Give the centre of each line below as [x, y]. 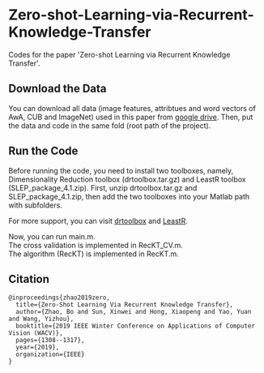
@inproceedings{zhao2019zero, [60, 298]
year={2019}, [38, 347]
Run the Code [43, 151]
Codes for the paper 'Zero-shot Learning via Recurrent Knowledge [119, 54]
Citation [29, 279]
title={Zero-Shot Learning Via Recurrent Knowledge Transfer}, [124, 305]
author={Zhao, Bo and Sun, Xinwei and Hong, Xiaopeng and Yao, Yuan [134, 312]
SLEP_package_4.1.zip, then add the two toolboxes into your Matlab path [129, 196]
